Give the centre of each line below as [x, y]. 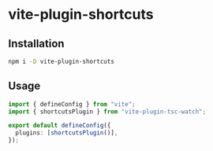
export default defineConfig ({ [60, 126]
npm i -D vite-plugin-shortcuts [61, 61]
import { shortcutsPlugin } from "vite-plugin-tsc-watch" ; [107, 112]
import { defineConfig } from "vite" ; [72, 104]
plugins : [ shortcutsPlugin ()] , [67, 133]
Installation [36, 44]
